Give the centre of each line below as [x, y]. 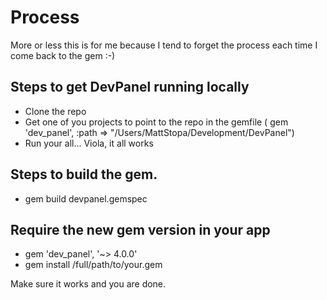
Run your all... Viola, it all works [89, 143]
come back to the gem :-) [63, 55]
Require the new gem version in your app [140, 229]
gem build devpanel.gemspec [86, 198]
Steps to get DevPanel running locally [130, 87]
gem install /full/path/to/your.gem [93, 265]
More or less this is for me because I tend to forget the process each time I [164, 45]
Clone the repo [55, 111]
